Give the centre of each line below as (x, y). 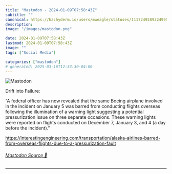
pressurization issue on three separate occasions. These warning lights (81, 117)
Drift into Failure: (23, 91)
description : (19, 24)
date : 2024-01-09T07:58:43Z (35, 38)
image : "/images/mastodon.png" (39, 29)
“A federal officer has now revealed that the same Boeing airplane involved (84, 101)
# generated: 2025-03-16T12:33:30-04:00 (49, 67)
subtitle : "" (19, 15)
